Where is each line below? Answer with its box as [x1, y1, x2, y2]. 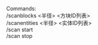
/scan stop [6, 33, 33, 39]
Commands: [6, 5, 37, 12]
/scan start [6, 26, 33, 33]
